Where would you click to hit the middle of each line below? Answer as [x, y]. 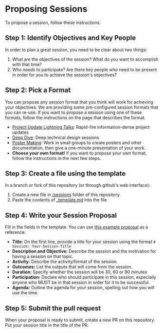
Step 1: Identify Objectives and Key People [71, 38]
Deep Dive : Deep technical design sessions [55, 137]
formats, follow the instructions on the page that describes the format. [75, 117]
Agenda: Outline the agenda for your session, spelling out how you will [83, 288]
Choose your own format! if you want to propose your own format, [79, 153]
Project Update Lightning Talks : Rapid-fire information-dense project [81, 127]
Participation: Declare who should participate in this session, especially [84, 277]
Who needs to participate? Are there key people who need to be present [84, 69]
